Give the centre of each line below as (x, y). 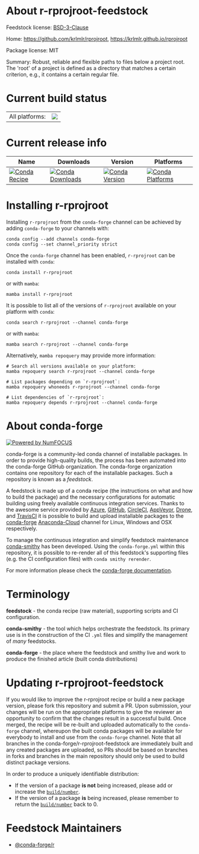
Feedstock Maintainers (64, 828)
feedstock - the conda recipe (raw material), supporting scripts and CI (92, 611)
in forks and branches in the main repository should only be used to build (95, 756)
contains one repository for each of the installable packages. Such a (89, 473)
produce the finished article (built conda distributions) (72, 659)
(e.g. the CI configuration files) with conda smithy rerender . (78, 559)
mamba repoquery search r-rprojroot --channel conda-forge (81, 371)
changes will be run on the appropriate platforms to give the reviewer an (94, 712)
